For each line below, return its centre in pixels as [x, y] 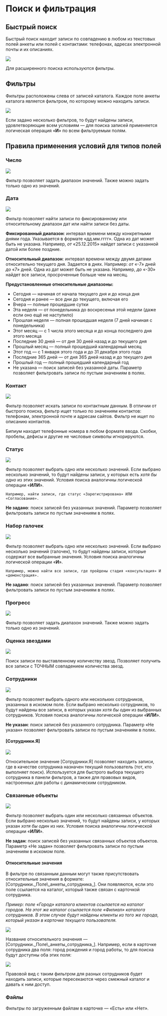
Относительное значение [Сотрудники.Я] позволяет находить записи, [80, 761]
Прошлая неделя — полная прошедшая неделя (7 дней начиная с [83, 320]
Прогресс [18, 602]
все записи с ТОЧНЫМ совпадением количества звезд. [65, 666]
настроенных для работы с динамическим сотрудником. [66, 782]
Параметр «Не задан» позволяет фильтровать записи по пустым [75, 846]
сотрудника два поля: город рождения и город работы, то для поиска [80, 950]
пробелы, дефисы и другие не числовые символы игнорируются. [75, 436]
